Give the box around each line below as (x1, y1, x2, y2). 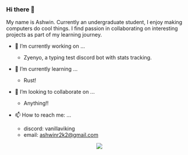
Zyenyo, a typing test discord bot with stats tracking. (23, 54, 152, 61)
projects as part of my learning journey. (6, 31, 102, 38)
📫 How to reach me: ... (14, 111, 72, 118)
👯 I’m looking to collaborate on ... (14, 88, 95, 95)
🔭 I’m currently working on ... (14, 42, 85, 50)
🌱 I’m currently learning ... (14, 65, 78, 72)
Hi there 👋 (6, 5, 35, 14)
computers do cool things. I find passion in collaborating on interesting (6, 25, 179, 32)
